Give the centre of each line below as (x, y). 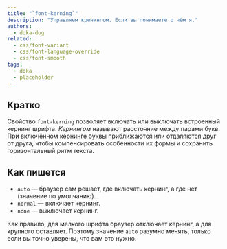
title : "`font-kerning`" (43, 13)
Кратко (24, 105)
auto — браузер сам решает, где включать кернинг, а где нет (107, 189)
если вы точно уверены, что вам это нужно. (72, 238)
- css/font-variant (41, 45)
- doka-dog (29, 33)
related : (20, 39)
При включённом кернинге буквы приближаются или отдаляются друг (112, 136)
